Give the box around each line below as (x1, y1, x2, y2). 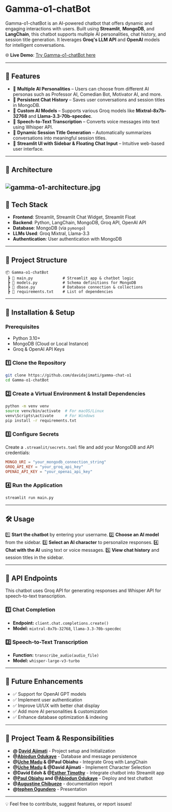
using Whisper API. (12, 124, 53, 130)
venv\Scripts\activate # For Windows (5, 413, 95, 418)
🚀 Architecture (5, 166, 53, 174)
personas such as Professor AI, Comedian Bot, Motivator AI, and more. (12, 91, 162, 97)
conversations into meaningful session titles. (12, 135, 107, 141)
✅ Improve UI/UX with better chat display (12, 702, 100, 709)
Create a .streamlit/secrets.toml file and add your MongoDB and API (5, 444, 154, 450)
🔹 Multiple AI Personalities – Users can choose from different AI (12, 85, 149, 92)
